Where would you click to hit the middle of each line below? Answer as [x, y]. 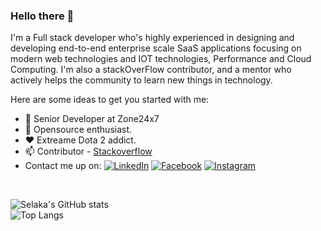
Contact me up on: [63, 166]
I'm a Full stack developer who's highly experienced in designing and [152, 38]
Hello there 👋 [42, 16]
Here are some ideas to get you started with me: [110, 100]
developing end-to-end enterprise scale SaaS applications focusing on [156, 48]
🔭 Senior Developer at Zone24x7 [92, 119]
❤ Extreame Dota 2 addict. [80, 140]
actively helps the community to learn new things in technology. [141, 80]
